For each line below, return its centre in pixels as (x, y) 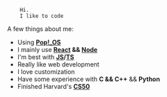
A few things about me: (41, 29)
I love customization (46, 72)
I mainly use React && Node (57, 50)
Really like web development (58, 64)
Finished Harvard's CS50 (54, 86)
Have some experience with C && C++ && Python (88, 79)
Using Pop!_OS (39, 42)
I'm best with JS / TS (46, 57)
